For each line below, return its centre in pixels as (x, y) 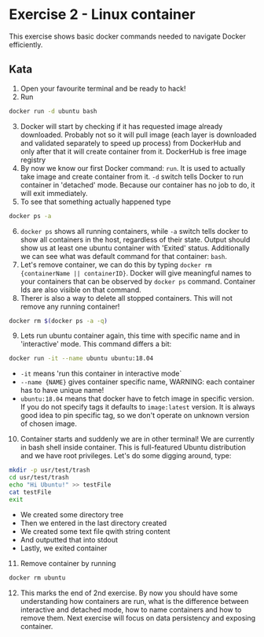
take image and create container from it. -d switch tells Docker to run (132, 176)
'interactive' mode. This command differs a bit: (96, 344)
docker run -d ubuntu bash (53, 111)
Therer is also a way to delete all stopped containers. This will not (126, 298)
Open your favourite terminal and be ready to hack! (103, 88)
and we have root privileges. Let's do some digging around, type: (126, 456)
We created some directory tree (72, 514)
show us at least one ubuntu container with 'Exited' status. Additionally (135, 248)
